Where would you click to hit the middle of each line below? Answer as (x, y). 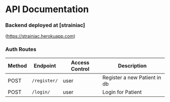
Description (132, 65)
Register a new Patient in (132, 77)
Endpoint (45, 65)
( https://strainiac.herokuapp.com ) (40, 36)
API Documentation (47, 9)
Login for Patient (122, 92)
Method (17, 65)
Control (80, 69)
